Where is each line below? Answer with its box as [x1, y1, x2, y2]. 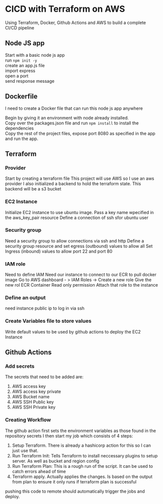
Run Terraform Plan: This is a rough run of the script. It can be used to [12, 463, 153, 469]
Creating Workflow [5, 416, 51, 423]
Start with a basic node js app [5, 52, 65, 58]
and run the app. [5, 136, 39, 142]
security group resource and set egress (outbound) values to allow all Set [5, 243, 153, 249]
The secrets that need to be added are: [5, 374, 84, 380]
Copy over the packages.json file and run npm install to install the [5, 120, 139, 126]
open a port [5, 72, 29, 79]
